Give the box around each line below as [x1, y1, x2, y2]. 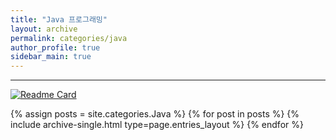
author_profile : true [10, 42, 101, 53]
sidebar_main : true [10, 52, 92, 62]
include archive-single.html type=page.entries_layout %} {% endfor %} [10, 119, 304, 131]
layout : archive [10, 24, 78, 34]
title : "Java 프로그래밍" [10, 14, 108, 25]
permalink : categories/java [10, 33, 128, 43]
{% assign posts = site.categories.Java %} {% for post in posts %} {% [10, 108, 300, 120]
